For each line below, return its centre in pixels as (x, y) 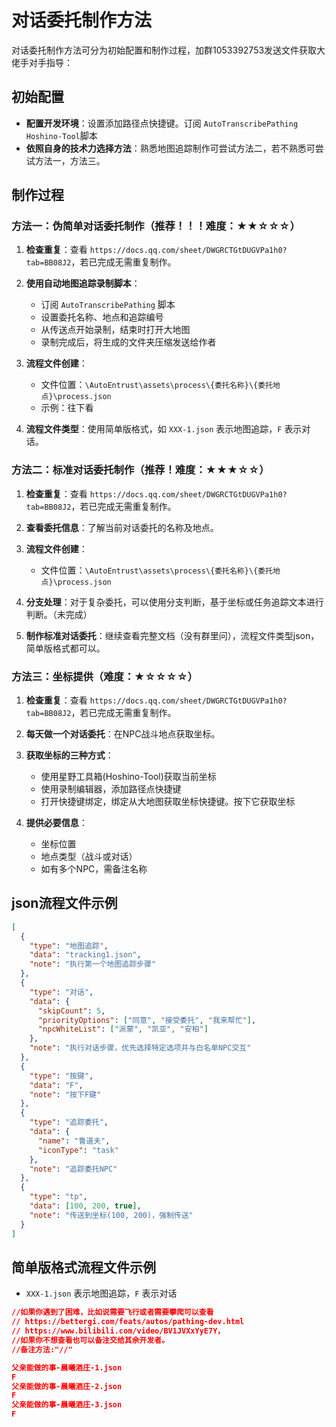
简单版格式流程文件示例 (83, 1267)
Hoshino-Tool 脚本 (61, 135)
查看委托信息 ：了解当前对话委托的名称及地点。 (122, 527)
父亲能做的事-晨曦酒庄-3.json (67, 1405)
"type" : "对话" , (61, 992)
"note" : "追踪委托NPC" (73, 1169)
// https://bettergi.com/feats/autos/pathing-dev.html (128, 1322)
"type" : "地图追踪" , (69, 946)
